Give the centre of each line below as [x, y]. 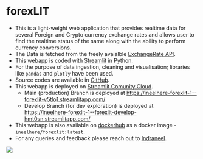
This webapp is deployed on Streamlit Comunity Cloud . [84, 86]
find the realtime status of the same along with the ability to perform [100, 41]
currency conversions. [43, 48]
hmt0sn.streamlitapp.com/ [57, 118]
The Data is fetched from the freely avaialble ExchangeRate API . [95, 54]
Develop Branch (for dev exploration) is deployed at [89, 105]
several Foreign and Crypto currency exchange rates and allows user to [105, 34]
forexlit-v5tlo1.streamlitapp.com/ [65, 99]
